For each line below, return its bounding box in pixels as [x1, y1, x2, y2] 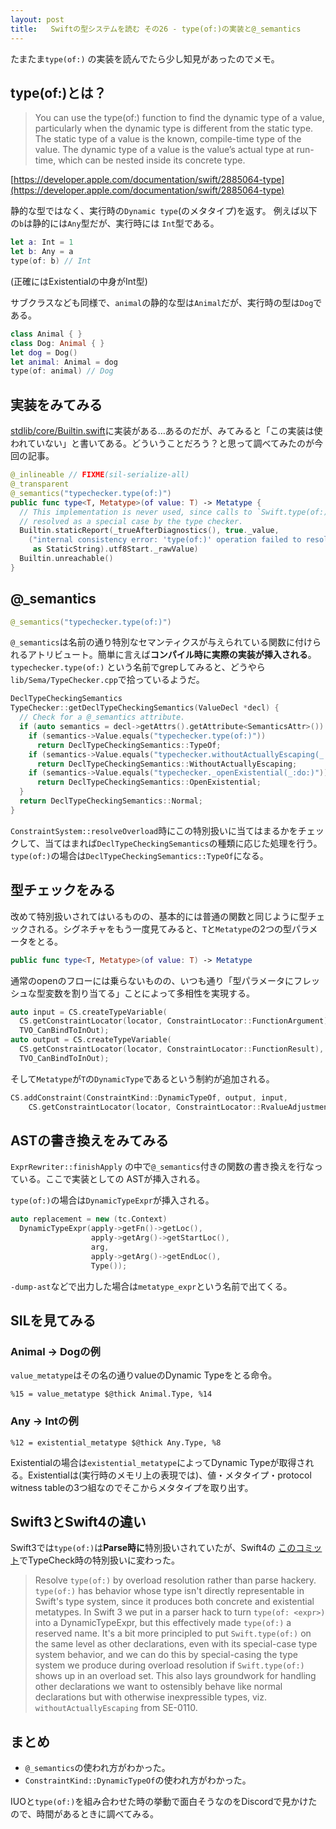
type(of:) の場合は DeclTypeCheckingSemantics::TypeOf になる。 [10, 849, 269, 861]
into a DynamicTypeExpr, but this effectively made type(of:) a [34, 1617, 292, 1629]
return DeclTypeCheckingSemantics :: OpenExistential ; [36, 777, 262, 788]
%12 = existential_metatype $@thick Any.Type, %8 [10, 1437, 222, 1448]
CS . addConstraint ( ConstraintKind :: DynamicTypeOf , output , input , [10, 1092, 288, 1103]
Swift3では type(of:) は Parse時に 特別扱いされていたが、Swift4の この [10, 1542, 297, 1554]
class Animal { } [10, 329, 83, 339]
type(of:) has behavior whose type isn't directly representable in [34, 1585, 305, 1597]
